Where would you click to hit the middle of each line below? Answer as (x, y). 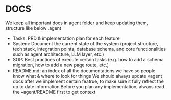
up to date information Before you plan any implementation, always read (88, 86)
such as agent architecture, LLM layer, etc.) (58, 54)
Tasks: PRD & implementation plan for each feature (66, 38)
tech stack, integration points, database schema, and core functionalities (89, 49)
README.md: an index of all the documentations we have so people (84, 70)
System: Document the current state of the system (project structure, (85, 43)
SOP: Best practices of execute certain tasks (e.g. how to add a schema (88, 59)
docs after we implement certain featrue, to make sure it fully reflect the (88, 81)
